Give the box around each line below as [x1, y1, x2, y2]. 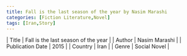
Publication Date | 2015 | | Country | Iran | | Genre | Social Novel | [6, 43, 169, 50]
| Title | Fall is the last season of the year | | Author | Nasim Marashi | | [6, 37, 182, 44]
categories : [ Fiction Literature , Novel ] [6, 14, 111, 20]
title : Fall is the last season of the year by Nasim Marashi [6, 8, 168, 15]
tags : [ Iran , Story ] [6, 20, 56, 26]
